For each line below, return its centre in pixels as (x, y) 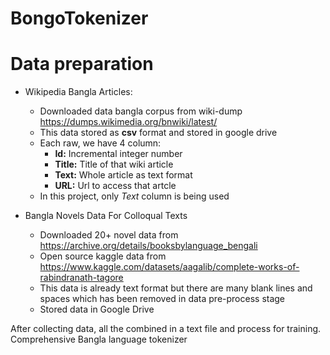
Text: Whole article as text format (123, 175)
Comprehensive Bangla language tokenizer (99, 339)
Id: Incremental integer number (118, 154)
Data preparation (82, 64)
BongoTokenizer (79, 18)
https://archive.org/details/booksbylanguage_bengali (148, 246)
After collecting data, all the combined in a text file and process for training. (166, 329)
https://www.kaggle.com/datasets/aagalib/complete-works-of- (169, 267)
